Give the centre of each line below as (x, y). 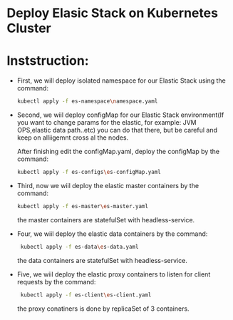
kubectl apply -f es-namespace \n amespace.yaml (87, 101)
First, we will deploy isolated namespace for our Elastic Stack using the (121, 81)
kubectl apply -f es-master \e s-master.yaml (83, 206)
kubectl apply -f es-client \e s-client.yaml (86, 295)
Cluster (29, 28)
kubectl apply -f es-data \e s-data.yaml (79, 247)
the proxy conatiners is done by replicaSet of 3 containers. (103, 309)
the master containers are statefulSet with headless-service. (106, 220)
